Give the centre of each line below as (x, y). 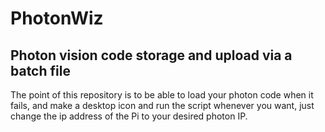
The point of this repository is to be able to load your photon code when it (162, 95)
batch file (40, 70)
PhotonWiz (57, 18)
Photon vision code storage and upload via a (151, 55)
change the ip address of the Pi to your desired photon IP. (129, 116)
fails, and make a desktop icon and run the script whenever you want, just (162, 105)
